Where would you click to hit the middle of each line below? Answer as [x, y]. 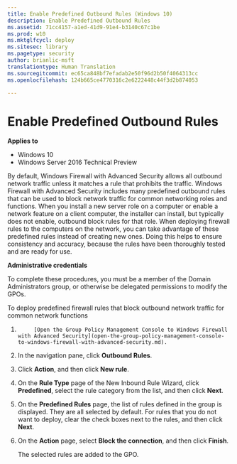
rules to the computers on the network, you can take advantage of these [113, 229]
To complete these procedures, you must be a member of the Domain [109, 279]
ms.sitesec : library [38, 47]
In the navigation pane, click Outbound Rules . [85, 355]
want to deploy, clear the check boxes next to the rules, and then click [120, 419]
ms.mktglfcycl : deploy [41, 41]
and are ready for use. [40, 252]
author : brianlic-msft [41, 60]
